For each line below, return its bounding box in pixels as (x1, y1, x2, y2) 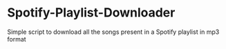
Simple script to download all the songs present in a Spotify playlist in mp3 (7, 28, 220, 36)
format (7, 35, 26, 43)
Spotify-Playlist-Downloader (7, 5, 176, 21)
